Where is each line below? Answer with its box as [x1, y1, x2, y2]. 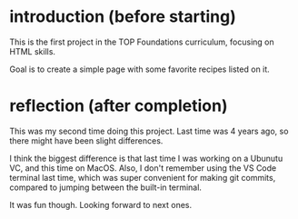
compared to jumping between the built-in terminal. [9, 182, 203, 193]
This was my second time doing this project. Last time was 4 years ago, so [9, 125, 289, 136]
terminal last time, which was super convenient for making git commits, [9, 172, 276, 183]
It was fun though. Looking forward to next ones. [9, 199, 193, 210]
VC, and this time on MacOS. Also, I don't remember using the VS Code [9, 162, 277, 174]
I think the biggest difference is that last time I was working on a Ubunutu [9, 153, 283, 164]
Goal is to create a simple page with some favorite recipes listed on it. [9, 64, 270, 75]
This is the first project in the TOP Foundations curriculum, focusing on [9, 36, 274, 47]
